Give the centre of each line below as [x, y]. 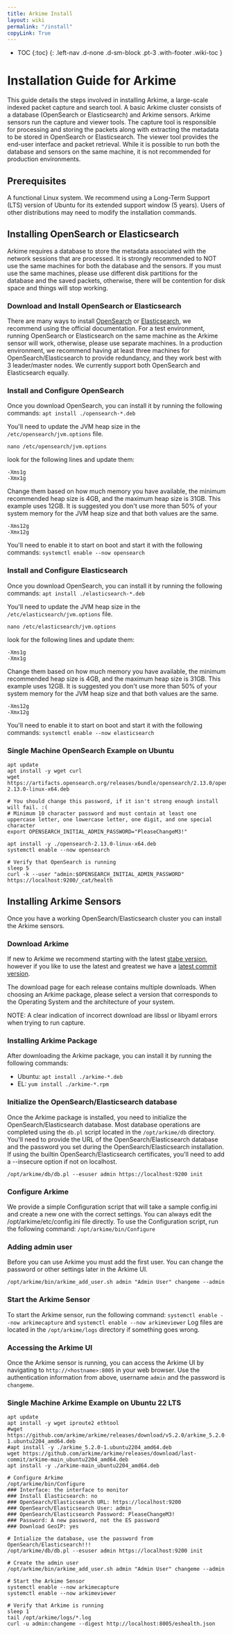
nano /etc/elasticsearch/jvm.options [62, 627]
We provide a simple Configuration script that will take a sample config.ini [112, 1207]
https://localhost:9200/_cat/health [60, 880]
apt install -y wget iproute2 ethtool [63, 1423]
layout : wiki [26, 20]
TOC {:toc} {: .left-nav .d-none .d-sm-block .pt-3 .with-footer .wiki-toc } [120, 53]
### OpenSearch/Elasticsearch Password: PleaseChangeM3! [91, 1515]
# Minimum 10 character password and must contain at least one [102, 814]
